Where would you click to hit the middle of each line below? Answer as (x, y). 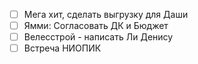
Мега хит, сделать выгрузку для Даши (106, 14)
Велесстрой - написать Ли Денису (98, 37)
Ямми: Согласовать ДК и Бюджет (96, 26)
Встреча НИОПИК (62, 48)
